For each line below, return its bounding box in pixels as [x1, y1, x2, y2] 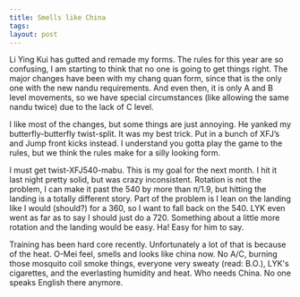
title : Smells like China [9, 13, 106, 22]
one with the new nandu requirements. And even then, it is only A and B [9, 82, 273, 94]
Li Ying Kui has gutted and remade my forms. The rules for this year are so [9, 55, 284, 65]
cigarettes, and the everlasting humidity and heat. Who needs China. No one [9, 267, 291, 278]
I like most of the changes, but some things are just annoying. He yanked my [9, 119, 292, 130]
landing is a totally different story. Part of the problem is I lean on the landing [9, 193, 291, 204]
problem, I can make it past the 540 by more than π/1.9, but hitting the [9, 184, 267, 195]
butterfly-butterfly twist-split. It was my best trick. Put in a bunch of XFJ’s [9, 129, 280, 140]
